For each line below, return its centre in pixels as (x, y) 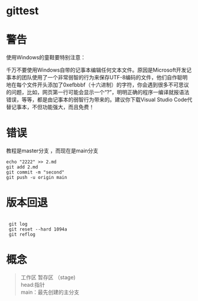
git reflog (22, 235)
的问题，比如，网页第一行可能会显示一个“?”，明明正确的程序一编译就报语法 (98, 92)
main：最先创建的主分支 (50, 292)
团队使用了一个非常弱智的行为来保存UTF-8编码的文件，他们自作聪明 (105, 78)
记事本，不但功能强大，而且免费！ (53, 107)
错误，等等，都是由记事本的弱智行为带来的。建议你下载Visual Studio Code (97, 100)
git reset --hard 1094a (38, 229)
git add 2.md (22, 167)
